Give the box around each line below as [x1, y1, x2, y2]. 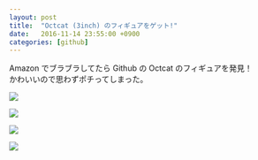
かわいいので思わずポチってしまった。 [9, 74, 148, 85]
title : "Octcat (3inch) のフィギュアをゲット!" [9, 21, 178, 30]
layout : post [9, 12, 57, 22]
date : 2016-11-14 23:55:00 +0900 [9, 29, 140, 38]
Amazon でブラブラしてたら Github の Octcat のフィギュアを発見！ [9, 63, 253, 73]
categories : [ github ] [9, 37, 89, 47]
